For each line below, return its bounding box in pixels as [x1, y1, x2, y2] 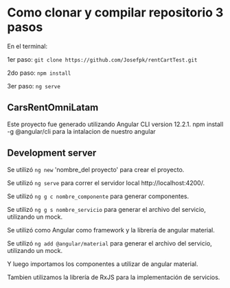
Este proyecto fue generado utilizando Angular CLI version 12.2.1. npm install [7, 120, 224, 128]
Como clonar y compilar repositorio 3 [7, 5, 224, 21]
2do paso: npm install [7, 69, 71, 77]
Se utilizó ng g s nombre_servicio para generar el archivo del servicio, [7, 205, 206, 213]
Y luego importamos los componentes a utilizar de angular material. [7, 259, 198, 268]
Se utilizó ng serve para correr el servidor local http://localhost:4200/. [7, 178, 205, 187]
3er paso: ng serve [7, 82, 60, 90]
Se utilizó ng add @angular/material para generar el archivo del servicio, [7, 239, 213, 248]
